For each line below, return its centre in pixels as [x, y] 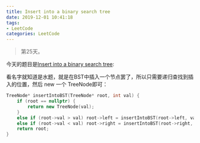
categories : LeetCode [33, 34]
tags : [13, 23]
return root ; [33, 129]
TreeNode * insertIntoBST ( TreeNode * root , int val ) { [73, 96]
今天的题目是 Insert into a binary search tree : [60, 64]
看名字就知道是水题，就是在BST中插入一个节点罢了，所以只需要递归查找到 [97, 77]
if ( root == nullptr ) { [46, 101]
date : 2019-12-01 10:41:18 [40, 17]
